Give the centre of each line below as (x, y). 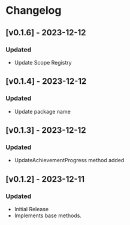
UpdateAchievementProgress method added (69, 160)
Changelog (34, 10)
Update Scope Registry (43, 62)
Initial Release (31, 209)
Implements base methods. (48, 215)
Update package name (43, 111)
